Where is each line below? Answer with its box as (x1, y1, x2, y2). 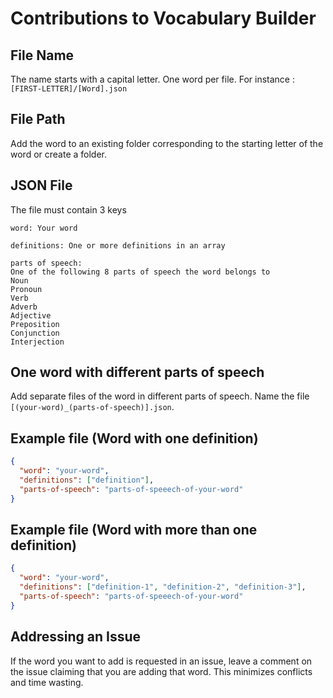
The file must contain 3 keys (10, 203, 127, 216)
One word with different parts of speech (10, 364, 265, 381)
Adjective (10, 310, 52, 321)
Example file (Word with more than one (10, 522, 258, 539)
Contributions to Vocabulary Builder (10, 7, 317, 30)
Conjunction (10, 328, 60, 338)
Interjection (10, 337, 65, 347)
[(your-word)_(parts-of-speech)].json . (10, 401, 175, 413)
